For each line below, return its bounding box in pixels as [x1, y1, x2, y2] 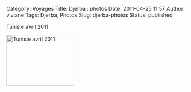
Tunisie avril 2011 [6, 23, 49, 30]
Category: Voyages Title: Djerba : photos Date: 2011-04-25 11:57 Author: [6, 5, 185, 12]
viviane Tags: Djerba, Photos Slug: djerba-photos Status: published [6, 11, 173, 19]
